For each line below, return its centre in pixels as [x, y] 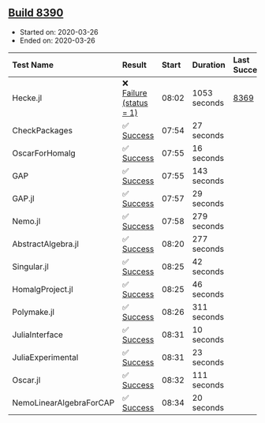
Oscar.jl [26, 380]
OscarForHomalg [44, 153]
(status [135, 103]
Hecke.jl [27, 98]
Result [134, 65]
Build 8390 [36, 13]
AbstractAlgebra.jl [45, 244]
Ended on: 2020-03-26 [58, 40]
